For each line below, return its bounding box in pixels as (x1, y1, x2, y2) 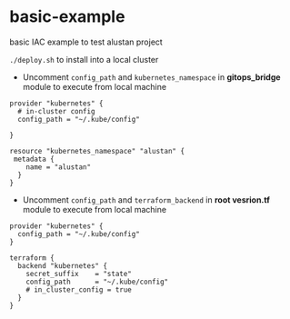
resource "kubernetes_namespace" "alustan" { (9, 146, 185, 155)
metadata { (13, 155, 55, 164)
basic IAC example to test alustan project (9, 36, 164, 47)
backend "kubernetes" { (17, 261, 107, 270)
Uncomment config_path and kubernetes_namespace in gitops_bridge (22, 71, 281, 83)
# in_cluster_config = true (25, 284, 132, 294)
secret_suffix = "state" (25, 269, 132, 278)
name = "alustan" (25, 162, 92, 172)
